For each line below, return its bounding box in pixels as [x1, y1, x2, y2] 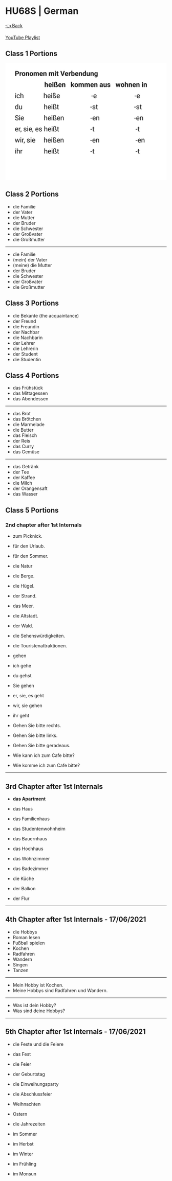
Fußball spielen [12, 940, 45, 946]
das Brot [12, 411, 31, 417]
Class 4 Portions [5, 371, 59, 380]
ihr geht [12, 713, 30, 719]
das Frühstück [12, 385, 44, 391]
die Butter [12, 427, 34, 433]
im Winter [12, 1151, 33, 1157]
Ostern [12, 1111, 28, 1117]
